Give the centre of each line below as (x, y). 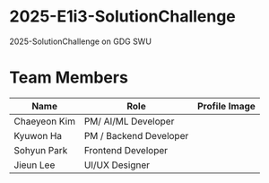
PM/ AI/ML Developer (129, 121)
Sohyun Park (41, 150)
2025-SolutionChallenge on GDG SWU (81, 41)
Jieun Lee (35, 165)
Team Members (69, 78)
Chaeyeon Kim (45, 121)
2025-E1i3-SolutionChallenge (122, 17)
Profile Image (226, 106)
